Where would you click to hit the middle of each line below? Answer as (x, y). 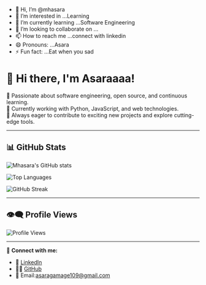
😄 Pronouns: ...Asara (42, 45)
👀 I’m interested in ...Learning (52, 16)
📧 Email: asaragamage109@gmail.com (63, 275)
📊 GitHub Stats (36, 147)
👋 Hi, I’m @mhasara (40, 9)
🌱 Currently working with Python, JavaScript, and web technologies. (93, 108)
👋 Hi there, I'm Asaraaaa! (71, 79)
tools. (28, 121)
